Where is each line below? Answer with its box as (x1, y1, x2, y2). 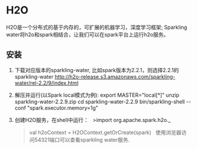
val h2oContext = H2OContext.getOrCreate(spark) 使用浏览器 (29, 128, 182, 136)
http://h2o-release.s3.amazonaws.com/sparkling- (55, 73, 175, 80)
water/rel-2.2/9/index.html (14, 79, 79, 86)
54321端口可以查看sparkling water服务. (34, 136, 130, 143)
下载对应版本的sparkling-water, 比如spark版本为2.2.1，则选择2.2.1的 (14, 66, 179, 73)
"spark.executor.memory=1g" (27, 104, 99, 111)
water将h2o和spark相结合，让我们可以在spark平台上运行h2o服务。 (6, 31, 169, 38)
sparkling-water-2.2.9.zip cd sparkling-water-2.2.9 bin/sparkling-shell (14, 98, 185, 105)
